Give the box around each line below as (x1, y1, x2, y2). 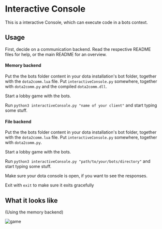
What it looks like (5, 196, 58, 204)
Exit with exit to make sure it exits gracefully (5, 183, 94, 188)
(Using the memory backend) (5, 209, 64, 215)
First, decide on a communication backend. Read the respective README (5, 46, 151, 52)
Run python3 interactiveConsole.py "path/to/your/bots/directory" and (5, 158, 151, 164)
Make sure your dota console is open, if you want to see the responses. (5, 173, 147, 179)
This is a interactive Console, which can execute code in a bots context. (5, 19, 148, 25)
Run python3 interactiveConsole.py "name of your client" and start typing (5, 102, 157, 108)
